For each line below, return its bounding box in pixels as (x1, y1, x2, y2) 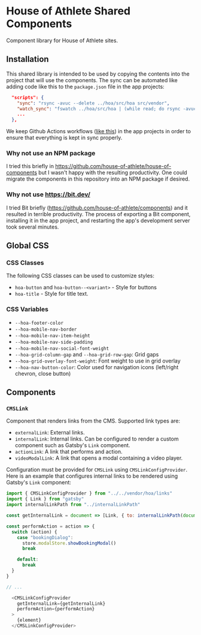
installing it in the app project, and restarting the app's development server (6, 217, 190, 224)
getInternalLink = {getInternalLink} (17, 600, 106, 607)
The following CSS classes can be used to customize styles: (6, 272, 154, 280)
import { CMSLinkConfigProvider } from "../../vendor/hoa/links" (6, 490, 172, 496)
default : (17, 556, 39, 562)
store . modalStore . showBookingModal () (22, 540, 117, 546)
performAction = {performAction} (17, 606, 95, 612)
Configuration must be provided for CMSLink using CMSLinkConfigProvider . (6, 466, 188, 474)
